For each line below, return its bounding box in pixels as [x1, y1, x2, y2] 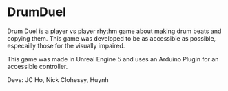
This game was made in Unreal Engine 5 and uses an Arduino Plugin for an [7, 54, 219, 63]
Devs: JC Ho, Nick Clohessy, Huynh [7, 75, 109, 83]
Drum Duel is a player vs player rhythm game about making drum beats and [7, 27, 222, 35]
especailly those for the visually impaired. [7, 41, 125, 50]
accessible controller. [7, 62, 68, 70]
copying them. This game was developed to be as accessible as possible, [7, 34, 216, 42]
